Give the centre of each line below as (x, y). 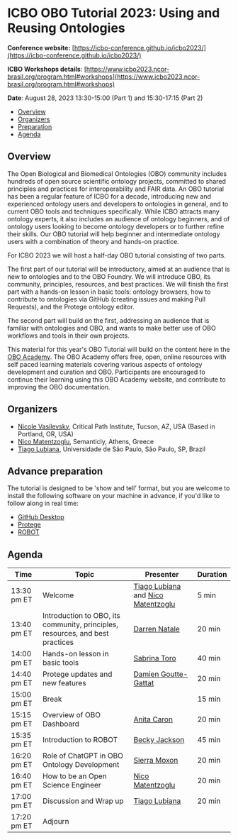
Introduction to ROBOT (80, 740)
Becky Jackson (159, 740)
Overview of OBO (72, 715)
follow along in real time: (43, 503)
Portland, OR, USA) (46, 433)
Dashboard (61, 724)
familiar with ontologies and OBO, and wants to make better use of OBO (112, 328)
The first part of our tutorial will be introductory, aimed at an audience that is (119, 269)
